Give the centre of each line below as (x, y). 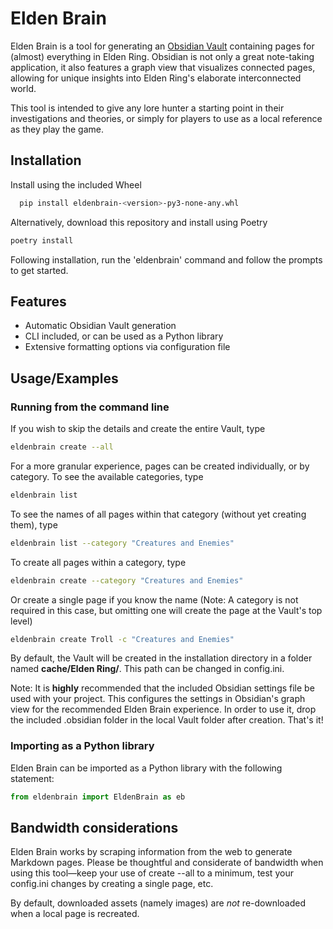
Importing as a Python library (82, 746)
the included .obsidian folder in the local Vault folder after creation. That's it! (167, 720)
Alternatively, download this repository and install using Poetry (139, 222)
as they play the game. (57, 129)
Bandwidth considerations (94, 827)
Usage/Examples (64, 378)
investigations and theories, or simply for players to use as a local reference (166, 118)
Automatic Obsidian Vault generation (100, 326)
